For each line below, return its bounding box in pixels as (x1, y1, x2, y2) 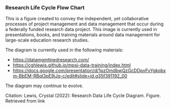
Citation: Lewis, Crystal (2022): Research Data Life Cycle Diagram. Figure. (5, 93, 161, 99)
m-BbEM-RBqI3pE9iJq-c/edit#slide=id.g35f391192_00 (12, 73, 128, 79)
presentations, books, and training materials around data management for (5, 32, 160, 38)
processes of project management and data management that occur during (5, 21, 164, 27)
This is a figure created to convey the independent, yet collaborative (5, 16, 149, 22)
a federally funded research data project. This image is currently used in (5, 26, 157, 32)
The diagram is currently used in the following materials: (5, 47, 124, 53)
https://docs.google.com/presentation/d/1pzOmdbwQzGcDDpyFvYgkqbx (12, 67, 166, 74)
